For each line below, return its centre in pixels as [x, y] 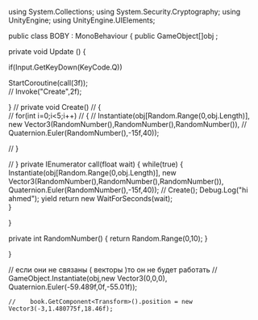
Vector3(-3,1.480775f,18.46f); [61, 309]
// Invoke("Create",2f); [45, 91]
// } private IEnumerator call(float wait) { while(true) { [96, 164]
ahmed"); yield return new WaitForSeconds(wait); [91, 198]
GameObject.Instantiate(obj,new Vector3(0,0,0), [88, 278]
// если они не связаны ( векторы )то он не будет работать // [113, 269]
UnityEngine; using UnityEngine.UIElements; [82, 20]
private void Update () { [47, 51]
